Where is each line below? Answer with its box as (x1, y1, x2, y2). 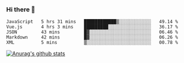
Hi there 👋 (6, 5, 36, 14)
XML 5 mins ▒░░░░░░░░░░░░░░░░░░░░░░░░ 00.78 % (6, 40, 179, 46)
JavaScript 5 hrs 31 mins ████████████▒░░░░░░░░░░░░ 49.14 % (6, 19, 179, 25)
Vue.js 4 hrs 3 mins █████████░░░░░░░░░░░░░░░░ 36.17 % (6, 24, 179, 30)
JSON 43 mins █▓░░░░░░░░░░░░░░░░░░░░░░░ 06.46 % (6, 29, 179, 35)
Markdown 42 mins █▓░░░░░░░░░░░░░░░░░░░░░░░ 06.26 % (6, 34, 179, 40)
